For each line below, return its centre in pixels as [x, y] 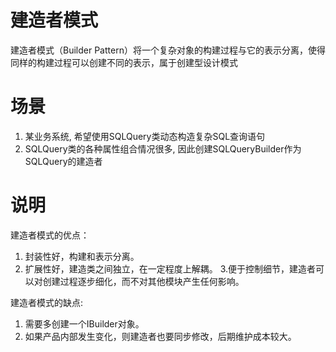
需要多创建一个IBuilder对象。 [84, 323]
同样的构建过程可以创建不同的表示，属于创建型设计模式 [124, 62]
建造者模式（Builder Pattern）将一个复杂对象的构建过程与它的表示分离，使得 [168, 50]
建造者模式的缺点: [47, 302]
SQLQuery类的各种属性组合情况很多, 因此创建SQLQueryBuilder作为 [163, 148]
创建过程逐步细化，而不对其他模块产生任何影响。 [143, 281]
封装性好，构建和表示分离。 [82, 256]
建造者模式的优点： [50, 235]
